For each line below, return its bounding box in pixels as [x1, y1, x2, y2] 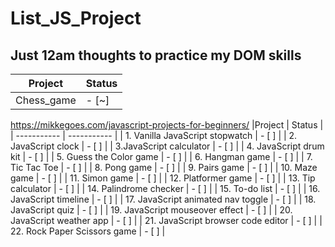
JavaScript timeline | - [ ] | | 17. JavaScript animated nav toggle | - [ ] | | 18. [10, 193, 317, 205]
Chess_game [15, 93, 77, 107]
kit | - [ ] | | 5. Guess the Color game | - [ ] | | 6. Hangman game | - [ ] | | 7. [10, 151, 313, 162]
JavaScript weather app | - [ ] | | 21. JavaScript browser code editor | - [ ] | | [10, 215, 323, 226]
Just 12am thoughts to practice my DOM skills [10, 47, 302, 64]
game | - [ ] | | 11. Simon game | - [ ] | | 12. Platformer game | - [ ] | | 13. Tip [10, 172, 316, 184]
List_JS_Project [10, 7, 142, 30]
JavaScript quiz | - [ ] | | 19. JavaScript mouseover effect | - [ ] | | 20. [10, 204, 293, 216]
